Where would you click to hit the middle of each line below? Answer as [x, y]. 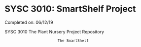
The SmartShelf [73, 40]
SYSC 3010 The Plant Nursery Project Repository [54, 31]
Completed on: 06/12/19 [29, 22]
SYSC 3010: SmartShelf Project [70, 9]
